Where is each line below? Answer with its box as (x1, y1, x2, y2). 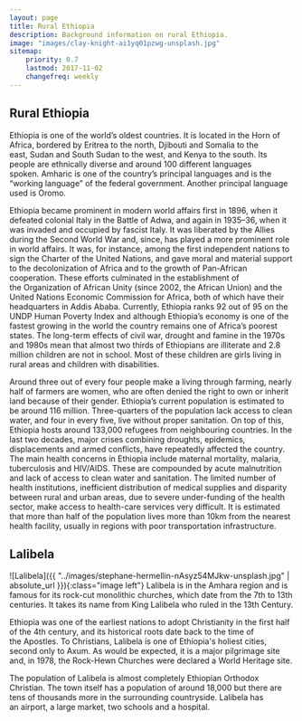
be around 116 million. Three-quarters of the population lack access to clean (9, 404, 293, 416)
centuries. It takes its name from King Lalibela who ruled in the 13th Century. (9, 599, 294, 611)
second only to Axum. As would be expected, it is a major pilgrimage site (9, 646, 280, 657)
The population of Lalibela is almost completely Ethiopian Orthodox (9, 673, 260, 684)
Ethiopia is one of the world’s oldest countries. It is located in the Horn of (9, 129, 280, 140)
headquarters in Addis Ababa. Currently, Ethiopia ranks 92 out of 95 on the (9, 300, 288, 312)
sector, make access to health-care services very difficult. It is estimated (9, 501, 280, 512)
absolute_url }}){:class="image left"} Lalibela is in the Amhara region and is (9, 580, 288, 591)
